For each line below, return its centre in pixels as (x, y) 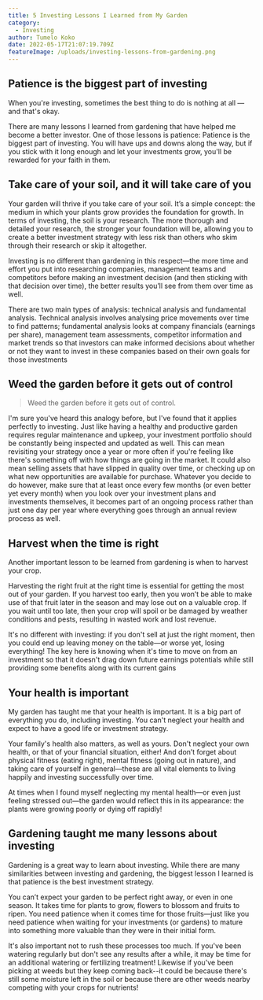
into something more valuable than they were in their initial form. (112, 930)
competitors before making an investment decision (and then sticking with (128, 277)
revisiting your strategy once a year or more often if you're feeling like (121, 452)
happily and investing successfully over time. (81, 777)
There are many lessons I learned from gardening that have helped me (122, 126)
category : (24, 23)
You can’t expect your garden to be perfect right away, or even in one (121, 897)
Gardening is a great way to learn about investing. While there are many (124, 865)
